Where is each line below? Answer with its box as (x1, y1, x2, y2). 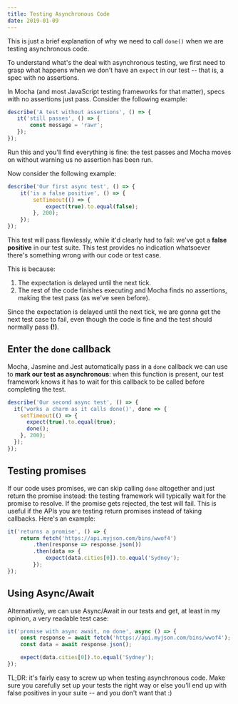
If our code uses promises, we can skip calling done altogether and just (7, 484, 215, 492)
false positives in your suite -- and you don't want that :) (7, 688, 172, 697)
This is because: (7, 265, 56, 273)
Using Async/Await (7, 588, 95, 600)
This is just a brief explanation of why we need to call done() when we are (7, 36, 224, 45)
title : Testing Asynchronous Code (7, 10, 110, 18)
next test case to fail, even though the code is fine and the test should (7, 315, 212, 323)
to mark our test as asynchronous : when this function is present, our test (7, 369, 224, 378)
